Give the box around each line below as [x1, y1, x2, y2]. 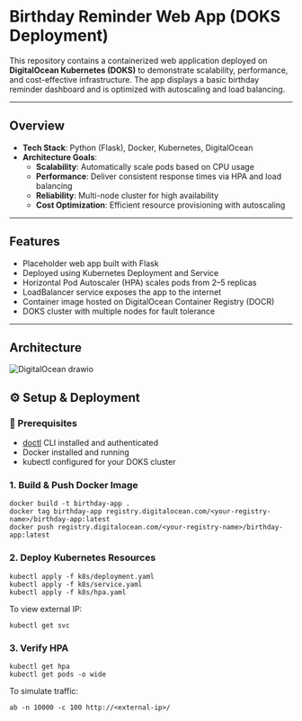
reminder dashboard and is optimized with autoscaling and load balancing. [9, 84, 286, 94]
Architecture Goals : [22, 151, 97, 163]
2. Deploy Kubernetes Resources [9, 551, 156, 564]
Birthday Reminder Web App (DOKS [9, 6, 281, 27]
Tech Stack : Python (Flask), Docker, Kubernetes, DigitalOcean [22, 142, 253, 153]
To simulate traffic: [9, 685, 79, 696]
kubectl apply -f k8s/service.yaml [9, 580, 143, 589]
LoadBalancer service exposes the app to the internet [22, 286, 222, 298]
